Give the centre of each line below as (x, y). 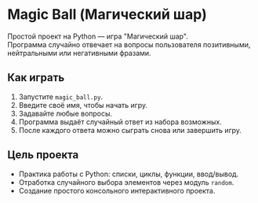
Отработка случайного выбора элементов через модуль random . (126, 182)
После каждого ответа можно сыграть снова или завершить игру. (130, 130)
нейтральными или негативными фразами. (79, 53)
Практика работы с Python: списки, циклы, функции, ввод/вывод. (129, 174)
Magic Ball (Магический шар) (107, 15)
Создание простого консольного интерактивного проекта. (117, 190)
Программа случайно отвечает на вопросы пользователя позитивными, (129, 44)
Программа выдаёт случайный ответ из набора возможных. (120, 122)
